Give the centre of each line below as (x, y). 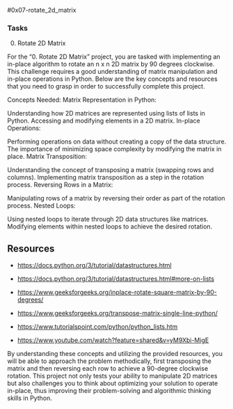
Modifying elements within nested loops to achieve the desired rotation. (110, 226)
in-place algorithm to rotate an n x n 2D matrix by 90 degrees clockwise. (111, 64)
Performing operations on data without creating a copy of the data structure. (117, 141)
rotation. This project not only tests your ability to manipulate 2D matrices (112, 376)
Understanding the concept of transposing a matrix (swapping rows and (111, 170)
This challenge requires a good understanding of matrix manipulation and (112, 72)
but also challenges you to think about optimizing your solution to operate (113, 383)
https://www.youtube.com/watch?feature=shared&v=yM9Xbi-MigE (113, 340)
